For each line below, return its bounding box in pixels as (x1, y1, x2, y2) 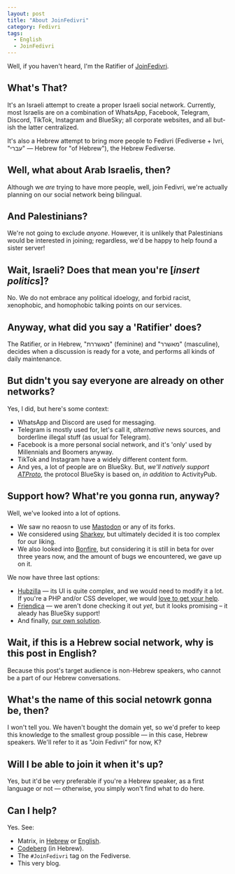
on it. (17, 559, 33, 568)
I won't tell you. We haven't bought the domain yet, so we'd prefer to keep (7, 723, 220, 731)
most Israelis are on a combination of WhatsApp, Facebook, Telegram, (7, 108, 210, 116)
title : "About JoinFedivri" (7, 17, 90, 24)
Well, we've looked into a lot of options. (7, 508, 121, 517)
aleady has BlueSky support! (17, 609, 100, 617)
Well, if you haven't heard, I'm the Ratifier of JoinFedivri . (7, 62, 169, 70)
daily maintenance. (7, 354, 62, 364)
